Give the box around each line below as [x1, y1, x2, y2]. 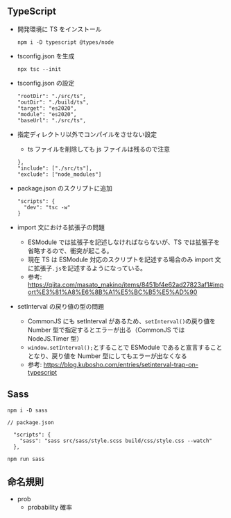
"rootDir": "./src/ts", [17, 92, 87, 99]
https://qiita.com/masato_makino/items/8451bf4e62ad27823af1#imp [27, 280, 224, 289]
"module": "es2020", [17, 111, 77, 118]
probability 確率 [27, 503, 73, 512]
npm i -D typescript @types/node [17, 38, 114, 46]
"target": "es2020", [17, 104, 77, 112]
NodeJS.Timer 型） [27, 334, 83, 343]
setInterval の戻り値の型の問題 [17, 302, 105, 310]
